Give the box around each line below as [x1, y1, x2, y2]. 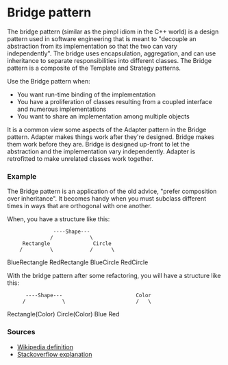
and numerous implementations [16, 105, 107, 113]
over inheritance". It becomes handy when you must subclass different [7, 194, 207, 203]
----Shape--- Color [25, 292, 152, 299]
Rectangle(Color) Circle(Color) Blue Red [7, 310, 120, 318]
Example [7, 171, 37, 181]
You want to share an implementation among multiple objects [16, 112, 190, 121]
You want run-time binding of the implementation [16, 90, 156, 99]
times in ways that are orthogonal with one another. [7, 202, 152, 210]
